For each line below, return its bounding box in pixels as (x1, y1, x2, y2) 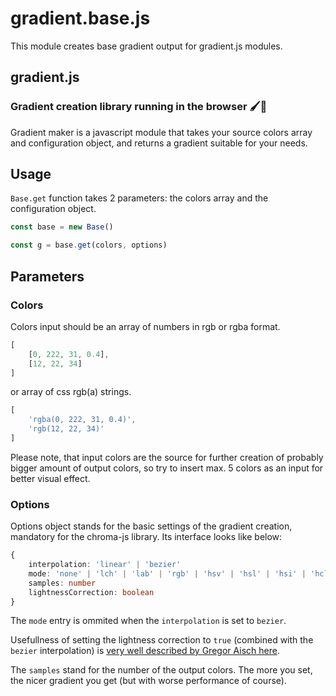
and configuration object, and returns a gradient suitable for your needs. (10, 137, 308, 149)
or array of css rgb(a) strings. (10, 386, 132, 398)
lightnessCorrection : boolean (28, 587, 155, 597)
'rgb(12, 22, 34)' (28, 424, 105, 434)
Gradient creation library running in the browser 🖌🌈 (10, 100, 268, 114)
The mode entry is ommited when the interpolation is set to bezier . (10, 615, 287, 627)
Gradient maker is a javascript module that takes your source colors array (10, 126, 313, 138)
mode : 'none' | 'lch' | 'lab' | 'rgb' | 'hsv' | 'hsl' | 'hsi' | (28, 568, 307, 579)
